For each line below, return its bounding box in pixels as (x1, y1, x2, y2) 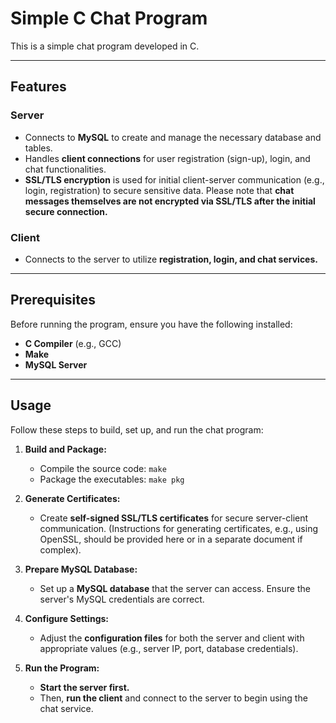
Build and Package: (24, 443, 107, 455)
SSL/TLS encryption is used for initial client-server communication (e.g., (24, 173, 325, 186)
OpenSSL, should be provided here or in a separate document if (39, 533, 303, 545)
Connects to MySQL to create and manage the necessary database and (24, 131, 322, 143)
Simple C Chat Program (10, 7, 208, 30)
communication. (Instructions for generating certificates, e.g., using (39, 522, 318, 534)
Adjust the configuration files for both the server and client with (39, 632, 305, 644)
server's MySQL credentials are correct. (39, 593, 205, 605)
